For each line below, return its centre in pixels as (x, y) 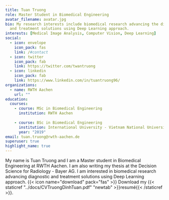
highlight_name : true (28, 146)
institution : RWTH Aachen (46, 113)
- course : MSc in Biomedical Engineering (58, 109)
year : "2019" (32, 132)
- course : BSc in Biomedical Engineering (58, 122)
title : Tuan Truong (26, 10)
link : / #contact (31, 52)
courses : (19, 104)
